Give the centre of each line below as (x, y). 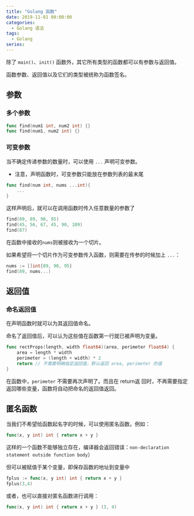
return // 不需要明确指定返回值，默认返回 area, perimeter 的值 (90, 363)
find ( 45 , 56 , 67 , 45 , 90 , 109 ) (44, 225)
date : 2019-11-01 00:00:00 (39, 17)
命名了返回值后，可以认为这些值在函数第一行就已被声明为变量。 (83, 336)
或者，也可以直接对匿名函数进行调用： (52, 496)
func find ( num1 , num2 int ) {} (43, 131)
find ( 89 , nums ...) (29, 271)
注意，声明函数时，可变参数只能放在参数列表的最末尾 (79, 174)
